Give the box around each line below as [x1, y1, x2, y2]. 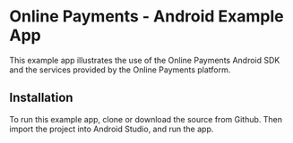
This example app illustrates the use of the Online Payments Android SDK [9, 55, 280, 65]
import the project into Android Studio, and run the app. [9, 123, 214, 134]
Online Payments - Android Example [9, 6, 284, 27]
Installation [9, 90, 73, 105]
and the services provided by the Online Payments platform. [9, 64, 231, 75]
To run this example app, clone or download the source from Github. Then [9, 114, 282, 124]
